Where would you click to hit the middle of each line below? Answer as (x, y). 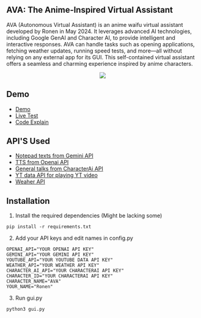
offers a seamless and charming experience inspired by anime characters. (100, 63)
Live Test (27, 115)
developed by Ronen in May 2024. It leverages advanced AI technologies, (99, 31)
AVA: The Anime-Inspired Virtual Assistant (90, 10)
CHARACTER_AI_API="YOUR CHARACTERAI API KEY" (65, 271)
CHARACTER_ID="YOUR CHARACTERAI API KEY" (60, 276)
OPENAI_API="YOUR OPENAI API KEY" (50, 250)
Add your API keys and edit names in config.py (74, 238)
